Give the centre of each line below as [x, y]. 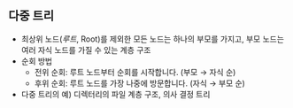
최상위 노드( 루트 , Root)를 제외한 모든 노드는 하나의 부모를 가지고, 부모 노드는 [153, 39]
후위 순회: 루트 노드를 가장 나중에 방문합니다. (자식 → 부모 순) [139, 83]
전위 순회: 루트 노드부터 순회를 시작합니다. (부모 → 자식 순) [135, 72]
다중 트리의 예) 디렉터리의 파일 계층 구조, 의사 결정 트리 [116, 94]
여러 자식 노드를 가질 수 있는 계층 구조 [86, 50]
